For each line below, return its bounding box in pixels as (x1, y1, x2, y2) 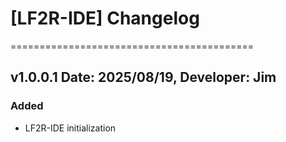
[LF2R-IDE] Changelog (10, 7, 200, 30)
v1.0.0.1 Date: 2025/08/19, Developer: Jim (10, 69, 277, 86)
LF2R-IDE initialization (24, 122, 117, 134)
